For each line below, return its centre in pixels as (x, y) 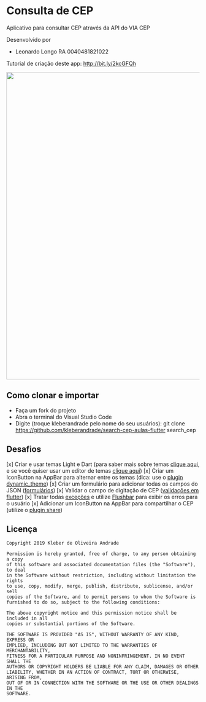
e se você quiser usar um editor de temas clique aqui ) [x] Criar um (90, 470)
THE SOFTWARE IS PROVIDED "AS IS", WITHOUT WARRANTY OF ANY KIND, (93, 635)
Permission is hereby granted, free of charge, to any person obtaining (101, 554)
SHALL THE (19, 661)
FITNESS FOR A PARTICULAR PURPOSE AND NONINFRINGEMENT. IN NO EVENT (96, 656)
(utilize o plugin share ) (35, 510)
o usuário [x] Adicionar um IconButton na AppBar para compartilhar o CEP (100, 503)
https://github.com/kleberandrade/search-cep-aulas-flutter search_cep (105, 430)
